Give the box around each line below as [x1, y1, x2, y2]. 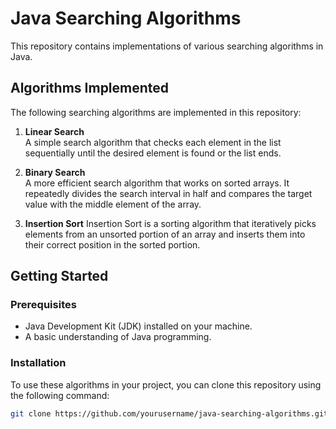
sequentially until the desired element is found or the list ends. [24, 147, 282, 159]
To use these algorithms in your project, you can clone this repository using [10, 378, 322, 391]
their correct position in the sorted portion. [24, 238, 201, 251]
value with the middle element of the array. [24, 198, 202, 210]
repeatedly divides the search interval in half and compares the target [24, 187, 313, 199]
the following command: [10, 389, 110, 401]
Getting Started [10, 268, 109, 285]
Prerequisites [10, 298, 77, 312]
